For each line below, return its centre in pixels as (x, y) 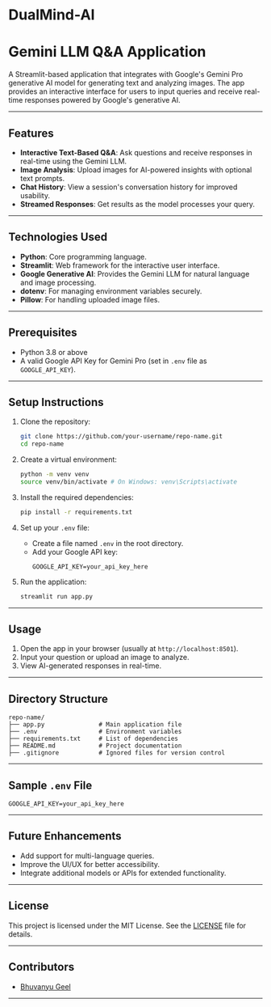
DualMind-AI (52, 15)
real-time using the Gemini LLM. (73, 161)
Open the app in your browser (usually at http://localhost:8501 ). (129, 649)
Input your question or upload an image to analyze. (104, 658)
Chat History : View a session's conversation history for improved (129, 187)
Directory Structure (58, 698)
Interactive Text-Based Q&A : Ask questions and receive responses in (136, 152)
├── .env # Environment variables (95, 732)
